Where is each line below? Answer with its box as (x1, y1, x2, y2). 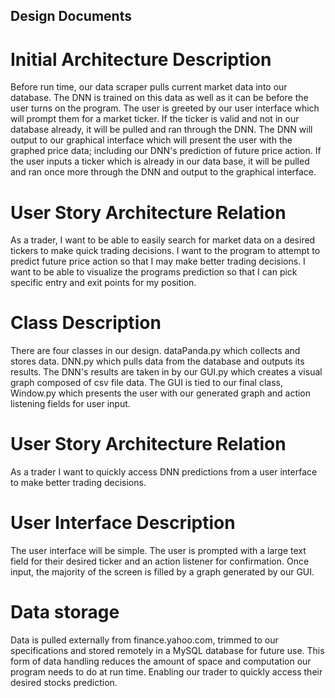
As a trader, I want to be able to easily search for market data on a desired (10, 234, 316, 246)
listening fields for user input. (10, 398, 131, 410)
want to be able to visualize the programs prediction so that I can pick (10, 266, 298, 278)
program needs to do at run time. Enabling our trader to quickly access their (10, 666, 323, 678)
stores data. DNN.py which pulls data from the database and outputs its (10, 355, 305, 368)
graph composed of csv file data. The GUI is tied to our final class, (10, 377, 283, 389)
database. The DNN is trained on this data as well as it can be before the (10, 92, 309, 104)
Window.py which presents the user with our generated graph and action (10, 387, 312, 399)
